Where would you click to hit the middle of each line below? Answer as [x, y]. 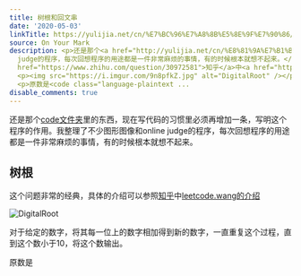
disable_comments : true [54, 92]
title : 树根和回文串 [43, 17]
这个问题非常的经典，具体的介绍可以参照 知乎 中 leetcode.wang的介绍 [135, 196]
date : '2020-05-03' [46, 26]
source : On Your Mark [50, 43]
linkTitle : [30, 34]
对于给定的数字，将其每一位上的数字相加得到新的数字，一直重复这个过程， [146, 232]
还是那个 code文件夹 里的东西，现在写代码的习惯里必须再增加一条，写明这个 [148, 119]
